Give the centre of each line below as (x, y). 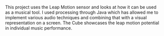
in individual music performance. (39, 28)
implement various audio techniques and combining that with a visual (76, 18)
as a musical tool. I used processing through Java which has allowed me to (82, 12)
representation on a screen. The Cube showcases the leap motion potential (82, 23)
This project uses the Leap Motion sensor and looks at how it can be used (81, 7)
